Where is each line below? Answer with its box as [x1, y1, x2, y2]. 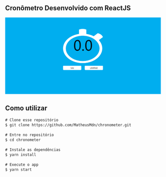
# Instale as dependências [5, 147, 61, 153]
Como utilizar [5, 104, 48, 112]
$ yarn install [5, 152, 37, 158]
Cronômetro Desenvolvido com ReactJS [5, 4, 131, 12]
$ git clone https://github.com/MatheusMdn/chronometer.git [5, 122, 132, 128]
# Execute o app [5, 162, 39, 168]
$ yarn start [5, 167, 32, 173]
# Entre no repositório [5, 132, 54, 138]
